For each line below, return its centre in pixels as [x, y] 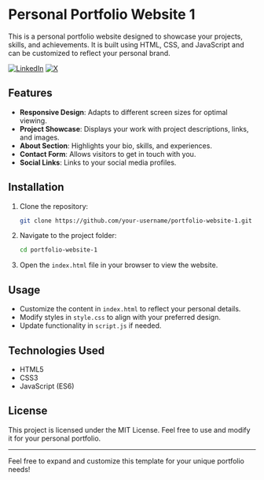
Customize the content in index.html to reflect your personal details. [130, 309]
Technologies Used [56, 350]
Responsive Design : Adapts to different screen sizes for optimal [123, 112]
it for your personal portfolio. [55, 438]
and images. [40, 137]
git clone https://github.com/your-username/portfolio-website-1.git [136, 221]
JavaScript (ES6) [47, 386]
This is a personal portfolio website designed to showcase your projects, [126, 36]
